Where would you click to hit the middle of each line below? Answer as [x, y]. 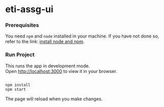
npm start [16, 89]
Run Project [20, 55]
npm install [18, 85]
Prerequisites [22, 25]
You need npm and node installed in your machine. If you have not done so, [82, 36]
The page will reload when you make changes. [54, 99]
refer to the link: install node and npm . [45, 42]
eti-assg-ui [29, 9]
